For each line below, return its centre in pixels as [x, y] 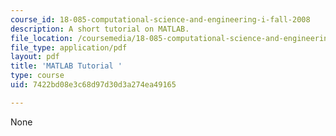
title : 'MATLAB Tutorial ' [66, 66]
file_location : [42, 38]
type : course [37, 76]
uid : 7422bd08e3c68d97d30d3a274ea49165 [93, 85]
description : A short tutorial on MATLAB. [100, 29]
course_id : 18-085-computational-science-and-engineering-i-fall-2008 [160, 19]
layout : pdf [35, 57]
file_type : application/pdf [69, 47]
